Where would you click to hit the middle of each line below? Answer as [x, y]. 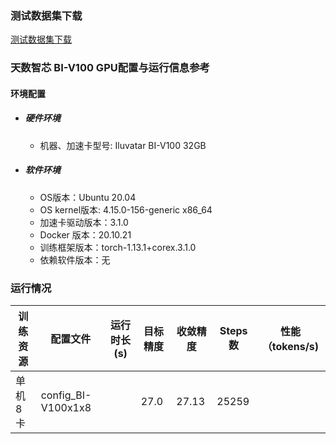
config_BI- [66, 395]
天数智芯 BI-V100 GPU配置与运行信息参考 [110, 68]
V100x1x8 [66, 408]
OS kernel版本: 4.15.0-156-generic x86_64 [126, 209]
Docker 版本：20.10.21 [85, 234]
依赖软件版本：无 [75, 259]
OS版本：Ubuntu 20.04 [88, 197]
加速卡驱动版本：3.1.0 [84, 222]
